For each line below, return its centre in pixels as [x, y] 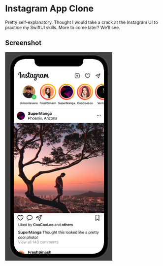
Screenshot [23, 43]
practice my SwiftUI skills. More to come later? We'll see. [63, 27]
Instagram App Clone [49, 9]
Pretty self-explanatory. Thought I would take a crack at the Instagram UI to [82, 22]
